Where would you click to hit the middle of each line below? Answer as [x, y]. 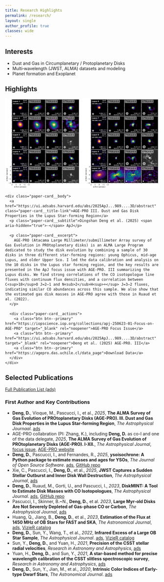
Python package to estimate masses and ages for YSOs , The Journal [83, 460]
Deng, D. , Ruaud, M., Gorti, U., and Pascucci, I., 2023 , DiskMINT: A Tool [85, 485]
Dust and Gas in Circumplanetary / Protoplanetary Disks [69, 63]
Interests [19, 51]
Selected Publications [39, 377]
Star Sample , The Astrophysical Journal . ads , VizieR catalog [73, 538]
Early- [151, 569]
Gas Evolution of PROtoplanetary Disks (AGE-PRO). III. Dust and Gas [82, 418]
